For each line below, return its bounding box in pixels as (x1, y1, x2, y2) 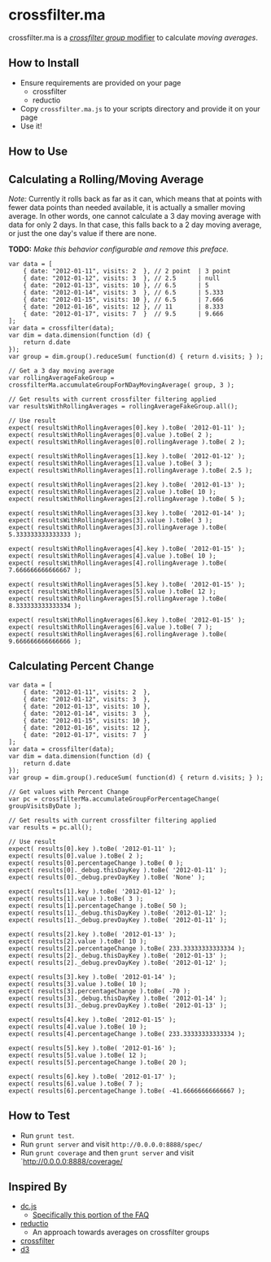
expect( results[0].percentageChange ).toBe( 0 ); (8, 858, 184, 867)
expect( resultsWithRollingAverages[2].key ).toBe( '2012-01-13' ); (8, 480, 246, 489)
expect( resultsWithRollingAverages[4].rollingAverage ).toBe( (8, 559, 228, 567)
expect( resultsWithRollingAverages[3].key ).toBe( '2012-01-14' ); (8, 509, 246, 517)
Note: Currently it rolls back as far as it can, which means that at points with (8, 194, 263, 203)
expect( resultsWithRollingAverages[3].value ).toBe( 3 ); (8, 516, 213, 524)
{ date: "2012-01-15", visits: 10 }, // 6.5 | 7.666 (23, 295, 224, 303)
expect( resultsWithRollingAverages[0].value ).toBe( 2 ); (8, 430, 213, 439)
